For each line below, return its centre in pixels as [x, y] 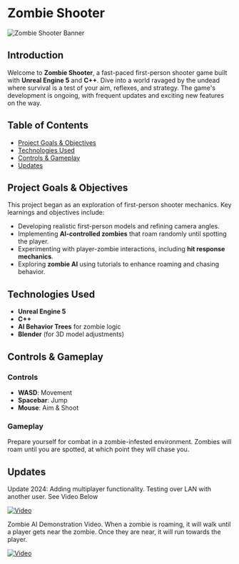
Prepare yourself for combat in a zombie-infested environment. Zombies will [119, 442]
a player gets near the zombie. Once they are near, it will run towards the [114, 532]
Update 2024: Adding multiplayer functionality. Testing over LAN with [110, 489]
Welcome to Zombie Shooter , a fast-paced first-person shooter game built [117, 72]
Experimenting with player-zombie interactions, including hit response [121, 249]
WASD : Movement [45, 392]
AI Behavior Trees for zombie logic [69, 327]
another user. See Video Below [53, 496]
